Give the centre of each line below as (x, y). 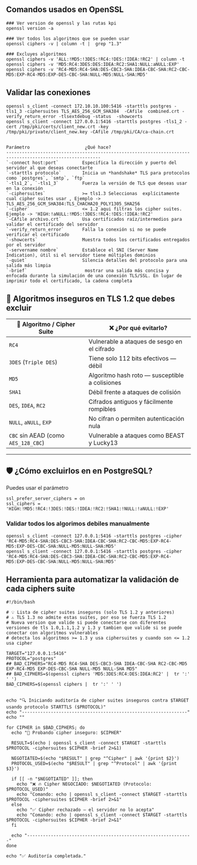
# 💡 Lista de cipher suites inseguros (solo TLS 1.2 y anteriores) (90, 612)
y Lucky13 (103, 443)
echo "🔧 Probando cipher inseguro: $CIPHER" (67, 733)
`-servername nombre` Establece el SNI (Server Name (82, 250)
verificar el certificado (38, 234)
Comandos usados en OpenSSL (65, 10)
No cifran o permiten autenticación (137, 419)
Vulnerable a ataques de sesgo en (136, 342)
